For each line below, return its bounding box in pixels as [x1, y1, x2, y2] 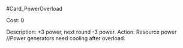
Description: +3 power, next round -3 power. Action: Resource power [6, 28, 177, 35]
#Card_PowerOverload [6, 5, 63, 12]
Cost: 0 [6, 17, 25, 23]
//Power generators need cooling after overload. [6, 35, 126, 41]
